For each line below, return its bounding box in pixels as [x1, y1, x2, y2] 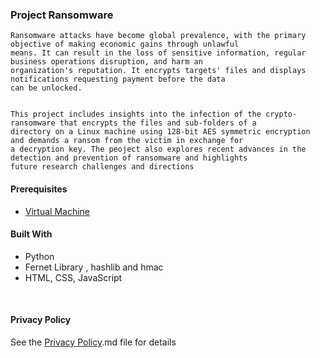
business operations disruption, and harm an [10, 57, 203, 67]
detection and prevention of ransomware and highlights [10, 153, 248, 163]
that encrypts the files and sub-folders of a [59, 118, 257, 128]
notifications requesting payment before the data [10, 74, 226, 85]
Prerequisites [10, 183, 68, 195]
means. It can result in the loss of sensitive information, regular [10, 48, 307, 58]
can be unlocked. [10, 83, 83, 93]
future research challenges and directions [10, 162, 195, 172]
